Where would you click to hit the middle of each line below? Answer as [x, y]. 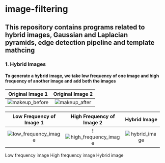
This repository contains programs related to [75, 27]
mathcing [20, 50]
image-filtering [37, 9]
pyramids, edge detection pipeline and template [80, 42]
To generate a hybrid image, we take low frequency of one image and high [82, 76]
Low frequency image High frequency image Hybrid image [64, 155]
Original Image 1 [28, 94]
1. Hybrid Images [26, 64]
